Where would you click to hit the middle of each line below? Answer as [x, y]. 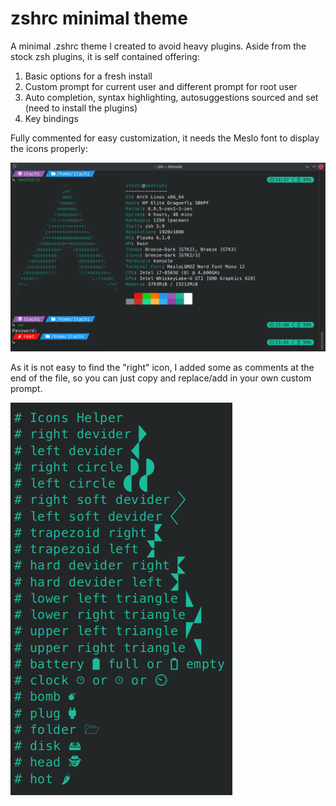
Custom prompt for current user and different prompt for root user [161, 86]
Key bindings [51, 118]
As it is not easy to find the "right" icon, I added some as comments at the [162, 368]
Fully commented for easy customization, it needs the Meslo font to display [165, 138]
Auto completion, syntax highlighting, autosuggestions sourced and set [171, 97]
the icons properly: [49, 148]
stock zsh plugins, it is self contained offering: [105, 56]
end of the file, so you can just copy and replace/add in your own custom [161, 378]
